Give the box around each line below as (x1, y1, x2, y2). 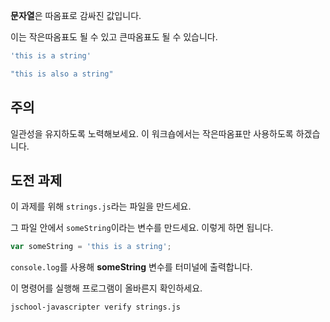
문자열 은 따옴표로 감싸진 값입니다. (10, 10, 142, 21)
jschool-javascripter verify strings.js (10, 302, 182, 313)
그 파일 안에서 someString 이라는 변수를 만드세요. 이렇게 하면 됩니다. (10, 222, 274, 234)
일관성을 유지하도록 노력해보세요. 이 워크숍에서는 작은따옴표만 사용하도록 (10, 127, 294, 139)
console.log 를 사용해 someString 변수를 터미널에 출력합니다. (10, 261, 253, 273)
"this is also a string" (10, 69, 114, 79)
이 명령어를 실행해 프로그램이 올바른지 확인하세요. (10, 282, 203, 294)
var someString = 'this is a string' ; (10, 242, 172, 252)
